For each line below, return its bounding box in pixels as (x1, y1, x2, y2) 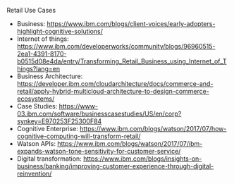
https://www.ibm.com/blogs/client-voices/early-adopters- (47, 20, 216, 27)
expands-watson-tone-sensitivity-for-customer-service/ (16, 147, 181, 155)
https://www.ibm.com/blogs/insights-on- (82, 154, 202, 163)
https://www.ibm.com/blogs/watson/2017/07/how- (80, 125, 227, 133)
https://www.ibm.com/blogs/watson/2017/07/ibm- (56, 140, 203, 147)
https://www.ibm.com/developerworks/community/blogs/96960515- (16, 42, 216, 50)
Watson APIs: (16, 140, 56, 147)
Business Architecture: (16, 72, 83, 80)
